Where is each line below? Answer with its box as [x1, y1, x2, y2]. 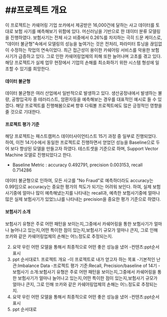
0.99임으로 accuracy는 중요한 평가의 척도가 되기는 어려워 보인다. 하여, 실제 [5, 184, 152, 190]
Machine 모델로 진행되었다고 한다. [5, 152, 72, 158]
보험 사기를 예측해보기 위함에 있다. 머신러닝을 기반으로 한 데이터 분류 [14, 28, 148, 34]
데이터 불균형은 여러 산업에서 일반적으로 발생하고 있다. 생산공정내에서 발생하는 [5, 90, 157, 96]
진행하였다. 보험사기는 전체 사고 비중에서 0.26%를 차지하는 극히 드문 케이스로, [10, 34, 163, 40]
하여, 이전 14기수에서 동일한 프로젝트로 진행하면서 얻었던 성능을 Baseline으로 [5, 139, 155, 145]
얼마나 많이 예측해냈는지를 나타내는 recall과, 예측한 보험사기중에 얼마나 [22, 190, 161, 196]
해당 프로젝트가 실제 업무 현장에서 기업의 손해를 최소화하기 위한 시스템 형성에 [5, 59, 155, 65]
